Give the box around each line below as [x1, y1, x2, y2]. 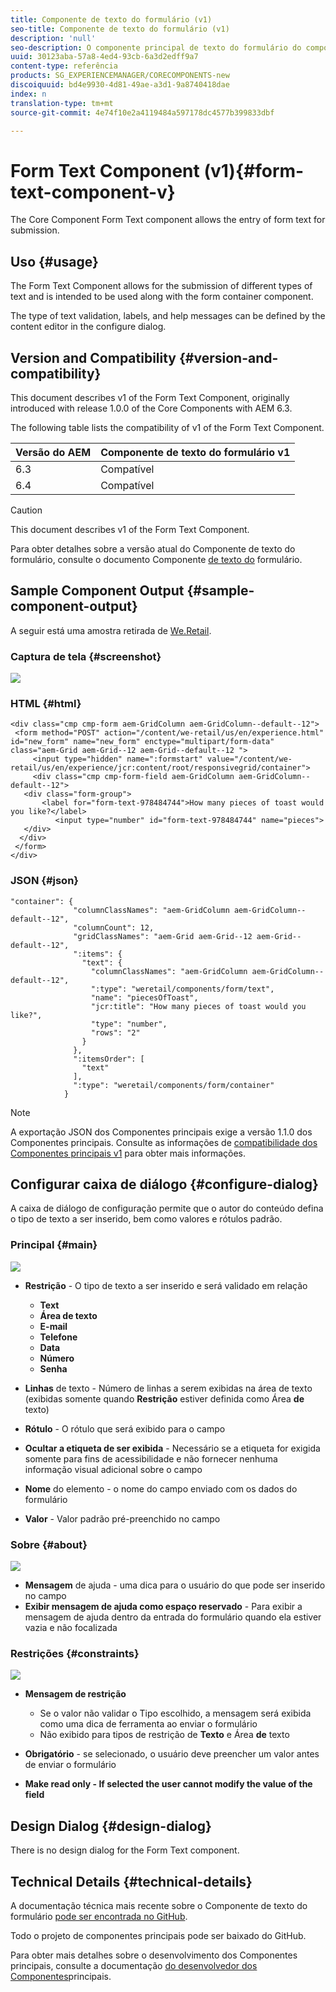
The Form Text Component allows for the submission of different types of [10, 280, 313, 292]
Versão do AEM [15, 445, 92, 459]
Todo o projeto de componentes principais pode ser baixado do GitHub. [10, 1929, 307, 1941]
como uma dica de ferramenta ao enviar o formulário [39, 1718, 258, 1730]
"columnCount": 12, [73, 922, 155, 933]
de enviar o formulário [24, 1759, 117, 1771]
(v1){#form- [203, 159, 305, 182]
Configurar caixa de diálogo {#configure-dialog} [10, 1176, 319, 1193]
